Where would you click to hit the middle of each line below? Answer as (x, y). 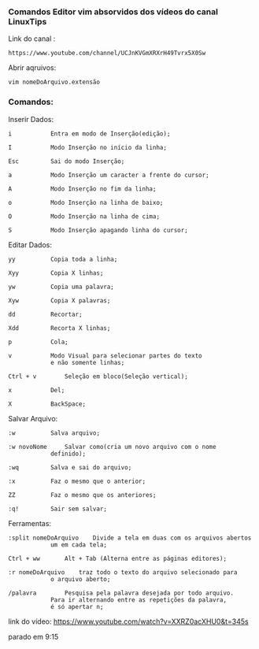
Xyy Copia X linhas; (56, 273)
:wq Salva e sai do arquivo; (70, 467)
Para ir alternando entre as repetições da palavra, (138, 600)
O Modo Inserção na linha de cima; (84, 216)
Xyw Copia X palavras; (59, 300)
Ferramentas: (30, 523)
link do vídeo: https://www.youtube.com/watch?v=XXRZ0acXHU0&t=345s (129, 621)
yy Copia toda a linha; (63, 259)
